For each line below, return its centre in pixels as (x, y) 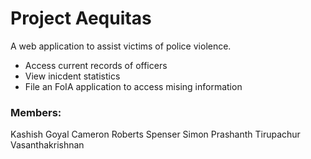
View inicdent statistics (72, 76)
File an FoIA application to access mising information (133, 86)
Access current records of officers (96, 65)
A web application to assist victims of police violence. (121, 46)
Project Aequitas (81, 18)
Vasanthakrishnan (47, 145)
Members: (36, 112)
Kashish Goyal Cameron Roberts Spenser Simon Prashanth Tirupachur (155, 134)
